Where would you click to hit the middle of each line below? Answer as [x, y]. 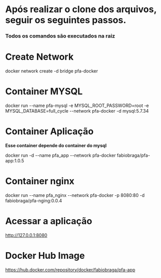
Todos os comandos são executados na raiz [60, 36]
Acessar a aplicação [49, 221]
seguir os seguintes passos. [66, 20]
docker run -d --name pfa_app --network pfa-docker [61, 155]
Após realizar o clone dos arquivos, [81, 9]
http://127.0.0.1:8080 [26, 235]
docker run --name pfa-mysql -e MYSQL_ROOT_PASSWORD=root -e [77, 106]
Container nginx [40, 181]
